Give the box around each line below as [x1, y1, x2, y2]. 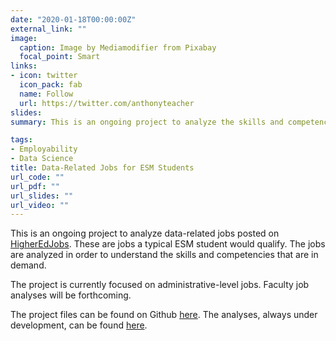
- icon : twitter [10, 71, 78, 81]
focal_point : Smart [19, 52, 101, 62]
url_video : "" [10, 200, 70, 210]
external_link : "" [10, 24, 87, 34]
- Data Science [10, 154, 74, 164]
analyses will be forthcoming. [10, 289, 132, 301]
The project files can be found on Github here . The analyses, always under [10, 309, 318, 321]
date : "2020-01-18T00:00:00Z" [10, 14, 137, 25]
